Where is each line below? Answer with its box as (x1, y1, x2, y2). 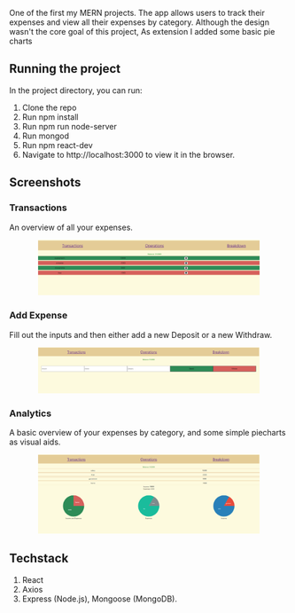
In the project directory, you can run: (9, 84, 143, 96)
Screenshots (9, 175, 82, 190)
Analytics (9, 407, 51, 420)
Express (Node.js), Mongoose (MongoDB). (21, 593, 177, 604)
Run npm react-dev (21, 139, 93, 150)
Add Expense (9, 310, 68, 322)
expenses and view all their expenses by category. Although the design (9, 17, 270, 28)
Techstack (9, 551, 69, 566)
